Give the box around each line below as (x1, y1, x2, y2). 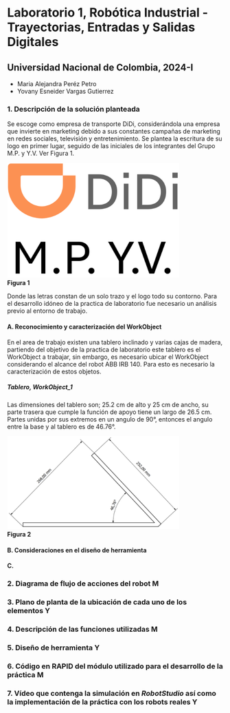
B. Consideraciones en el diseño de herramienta (7, 546, 147, 554)
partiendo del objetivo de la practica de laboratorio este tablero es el (7, 345, 201, 353)
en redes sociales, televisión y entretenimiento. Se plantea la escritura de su (7, 134, 222, 143)
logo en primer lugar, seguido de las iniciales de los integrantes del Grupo (7, 142, 216, 150)
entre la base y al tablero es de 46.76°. (7, 422, 116, 431)
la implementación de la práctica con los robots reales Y (7, 697, 198, 707)
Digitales (7, 34, 59, 50)
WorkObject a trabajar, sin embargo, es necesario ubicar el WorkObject (7, 353, 209, 361)
